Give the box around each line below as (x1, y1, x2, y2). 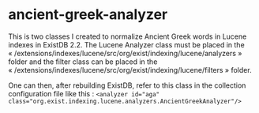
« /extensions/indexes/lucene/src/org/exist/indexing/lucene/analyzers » (8, 48, 242, 58)
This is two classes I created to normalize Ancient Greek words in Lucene (8, 32, 247, 41)
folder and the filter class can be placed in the (8, 57, 158, 66)
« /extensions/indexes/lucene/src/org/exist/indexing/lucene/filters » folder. (8, 65, 252, 74)
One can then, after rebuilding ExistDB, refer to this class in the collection (8, 81, 246, 90)
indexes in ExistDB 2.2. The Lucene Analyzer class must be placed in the (8, 40, 245, 49)
